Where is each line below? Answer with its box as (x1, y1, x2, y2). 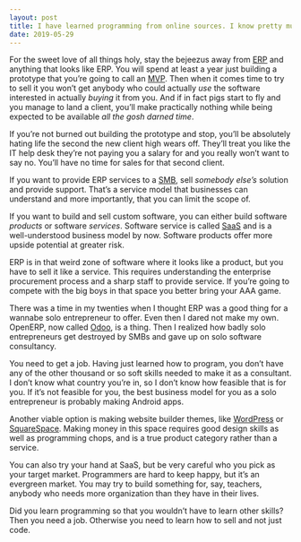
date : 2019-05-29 (9, 30, 74, 39)
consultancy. (9, 341, 56, 352)
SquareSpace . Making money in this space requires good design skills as (9, 423, 279, 434)
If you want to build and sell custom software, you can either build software (9, 211, 288, 222)
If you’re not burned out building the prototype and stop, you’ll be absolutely (9, 129, 291, 140)
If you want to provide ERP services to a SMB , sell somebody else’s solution (9, 175, 288, 185)
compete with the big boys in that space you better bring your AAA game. (9, 286, 282, 297)
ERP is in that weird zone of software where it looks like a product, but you (9, 257, 284, 268)
